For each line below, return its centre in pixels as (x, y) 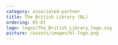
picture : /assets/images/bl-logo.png (53, 33)
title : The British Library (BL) (47, 17)
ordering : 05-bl (26, 22)
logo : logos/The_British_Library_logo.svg (59, 28)
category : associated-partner (43, 11)
